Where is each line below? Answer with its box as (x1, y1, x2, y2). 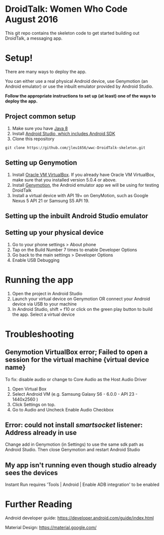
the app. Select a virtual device (12, 311, 75, 317)
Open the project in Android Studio (12, 290, 83, 296)
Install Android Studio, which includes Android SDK (12, 130, 116, 136)
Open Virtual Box (12, 386, 47, 392)
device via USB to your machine (12, 301, 77, 307)
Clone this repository (12, 136, 55, 142)
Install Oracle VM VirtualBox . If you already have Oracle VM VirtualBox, (12, 172, 156, 178)
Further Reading (5, 499, 72, 510)
